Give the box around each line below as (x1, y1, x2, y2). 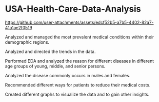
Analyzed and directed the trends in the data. (5, 49, 96, 54)
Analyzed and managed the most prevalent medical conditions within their (5, 34, 154, 40)
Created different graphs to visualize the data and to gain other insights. (5, 91, 150, 97)
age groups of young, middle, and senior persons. (5, 63, 106, 69)
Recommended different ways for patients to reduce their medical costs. (5, 82, 151, 88)
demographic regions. (5, 39, 50, 45)
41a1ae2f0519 (5, 24, 33, 30)
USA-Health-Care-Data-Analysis (5, 3, 141, 15)
